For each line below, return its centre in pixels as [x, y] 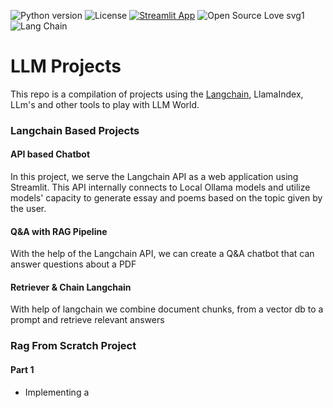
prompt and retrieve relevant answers [87, 320]
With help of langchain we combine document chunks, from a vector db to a [167, 309]
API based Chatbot [50, 154]
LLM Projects [66, 66]
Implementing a [57, 392]
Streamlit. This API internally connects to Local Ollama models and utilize [160, 187]
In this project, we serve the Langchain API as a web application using [154, 177]
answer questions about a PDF [73, 264]
